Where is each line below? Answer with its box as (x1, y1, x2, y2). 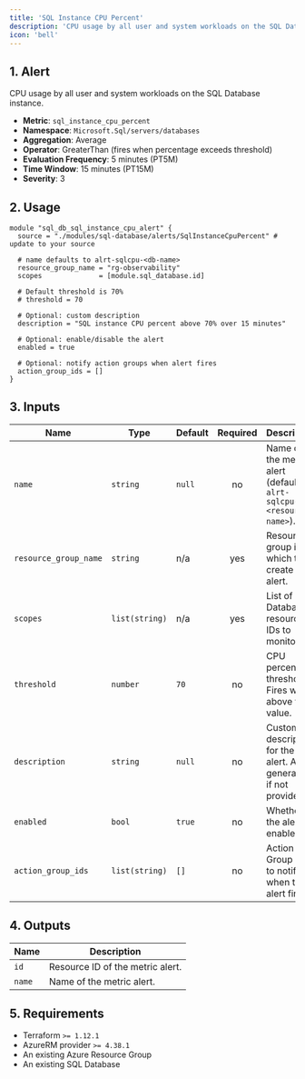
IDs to (266, 624, 291, 636)
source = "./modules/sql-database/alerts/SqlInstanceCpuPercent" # (17, 232, 279, 241)
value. (266, 706, 292, 719)
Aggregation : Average (22, 135, 107, 145)
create (266, 563, 294, 575)
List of (266, 589, 293, 602)
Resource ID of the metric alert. (48, 960, 182, 973)
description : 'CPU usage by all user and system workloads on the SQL (9, 22, 282, 31)
